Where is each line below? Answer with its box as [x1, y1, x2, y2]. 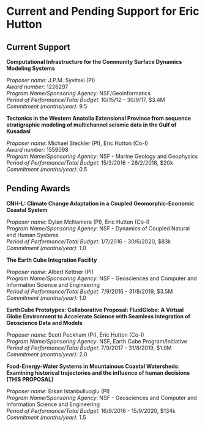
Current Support [6, 42, 70, 52]
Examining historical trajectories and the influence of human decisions [6, 369, 190, 376]
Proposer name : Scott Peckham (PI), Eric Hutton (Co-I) [6, 331, 145, 339]
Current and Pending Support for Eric [6, 4, 199, 18]
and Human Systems [6, 231, 59, 238]
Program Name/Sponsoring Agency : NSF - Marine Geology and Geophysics [6, 152, 198, 160]
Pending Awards [6, 183, 70, 194]
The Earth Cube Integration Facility [6, 256, 97, 264]
